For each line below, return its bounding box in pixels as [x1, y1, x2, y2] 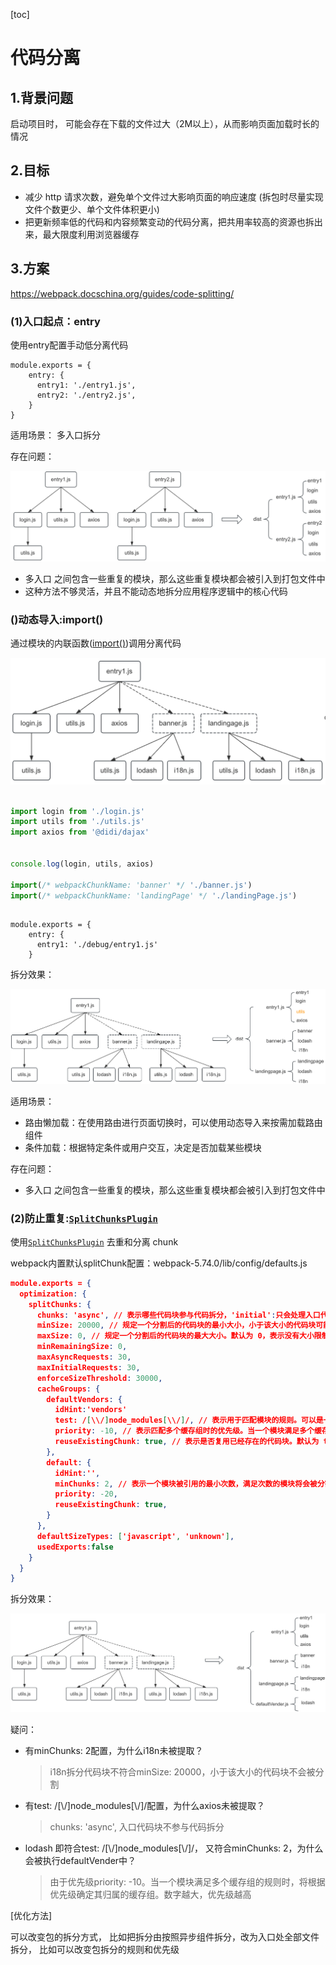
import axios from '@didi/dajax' [10, 827, 150, 838]
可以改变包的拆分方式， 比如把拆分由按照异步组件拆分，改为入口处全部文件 [10, 1931, 320, 1943]
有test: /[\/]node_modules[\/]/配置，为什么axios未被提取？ [24, 1800, 265, 1812]
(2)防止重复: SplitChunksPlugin [10, 1211, 158, 1225]
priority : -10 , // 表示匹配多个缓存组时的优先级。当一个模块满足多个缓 [54, 1426, 322, 1436]
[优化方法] [10, 1910, 53, 1922]
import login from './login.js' [10, 806, 145, 816]
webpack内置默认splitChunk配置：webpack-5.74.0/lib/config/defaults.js [10, 1257, 308, 1269]
